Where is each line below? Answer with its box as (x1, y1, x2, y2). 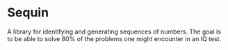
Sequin (7, 5, 49, 21)
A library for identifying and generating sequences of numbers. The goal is (7, 27, 221, 36)
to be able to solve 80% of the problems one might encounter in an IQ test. (7, 34, 222, 42)
